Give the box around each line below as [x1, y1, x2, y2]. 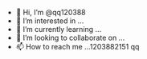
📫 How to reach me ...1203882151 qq [15, 42, 140, 51]
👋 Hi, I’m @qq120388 [15, 8, 86, 17]
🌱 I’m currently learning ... [15, 25, 102, 33]
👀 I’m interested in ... [15, 16, 84, 26]
